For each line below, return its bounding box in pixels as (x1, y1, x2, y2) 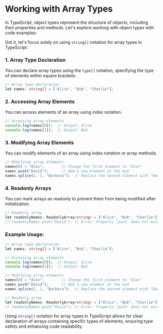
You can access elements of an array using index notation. (5, 109, 122, 115)
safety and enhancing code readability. (5, 323, 83, 329)
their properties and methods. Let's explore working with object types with (5, 24, 154, 30)
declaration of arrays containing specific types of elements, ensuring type (5, 318, 153, 324)
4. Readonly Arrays (5, 185, 51, 192)
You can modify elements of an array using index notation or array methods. (5, 150, 158, 156)
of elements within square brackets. (5, 73, 77, 79)
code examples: (5, 30, 37, 35)
